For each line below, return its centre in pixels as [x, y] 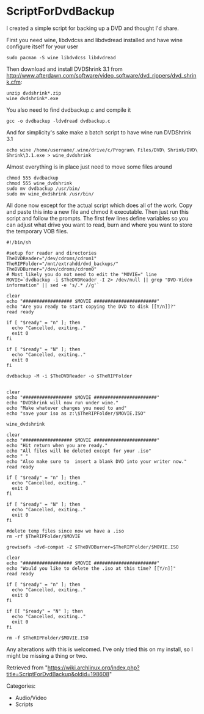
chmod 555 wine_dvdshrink [39, 183]
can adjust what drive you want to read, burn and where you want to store [99, 225]
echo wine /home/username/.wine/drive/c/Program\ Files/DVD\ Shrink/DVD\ [102, 150]
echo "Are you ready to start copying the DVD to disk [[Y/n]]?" [91, 307]
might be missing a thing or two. [47, 655]
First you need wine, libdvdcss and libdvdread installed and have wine [95, 40]
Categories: [21, 686]
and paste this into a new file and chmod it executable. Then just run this [98, 211]
